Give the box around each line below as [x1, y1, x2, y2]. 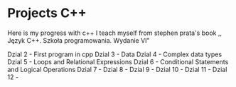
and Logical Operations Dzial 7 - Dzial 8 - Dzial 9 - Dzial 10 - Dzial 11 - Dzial [7, 65, 227, 73]
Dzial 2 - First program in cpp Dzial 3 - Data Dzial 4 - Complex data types [7, 50, 222, 58]
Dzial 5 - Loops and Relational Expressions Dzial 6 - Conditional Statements [7, 57, 229, 66]
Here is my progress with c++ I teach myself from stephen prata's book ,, [7, 29, 222, 37]
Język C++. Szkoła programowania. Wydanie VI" [7, 36, 151, 44]
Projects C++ [7, 5, 87, 21]
